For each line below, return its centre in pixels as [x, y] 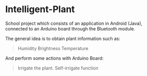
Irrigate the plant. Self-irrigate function [58, 68]
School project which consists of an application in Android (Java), [74, 23]
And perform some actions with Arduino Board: [54, 58]
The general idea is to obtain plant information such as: [63, 39]
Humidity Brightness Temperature [53, 48]
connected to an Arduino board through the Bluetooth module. [70, 28]
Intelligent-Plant [40, 9]
